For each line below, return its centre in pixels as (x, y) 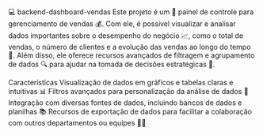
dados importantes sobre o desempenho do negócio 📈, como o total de (126, 36)
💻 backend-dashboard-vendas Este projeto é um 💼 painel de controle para (131, 12)
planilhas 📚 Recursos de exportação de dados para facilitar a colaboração (130, 111)
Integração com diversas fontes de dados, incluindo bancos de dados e (125, 103)
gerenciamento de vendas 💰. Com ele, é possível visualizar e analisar (122, 24)
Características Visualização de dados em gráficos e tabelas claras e (121, 82)
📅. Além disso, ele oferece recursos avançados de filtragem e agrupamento (131, 55)
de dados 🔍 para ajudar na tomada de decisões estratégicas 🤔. (112, 64)
